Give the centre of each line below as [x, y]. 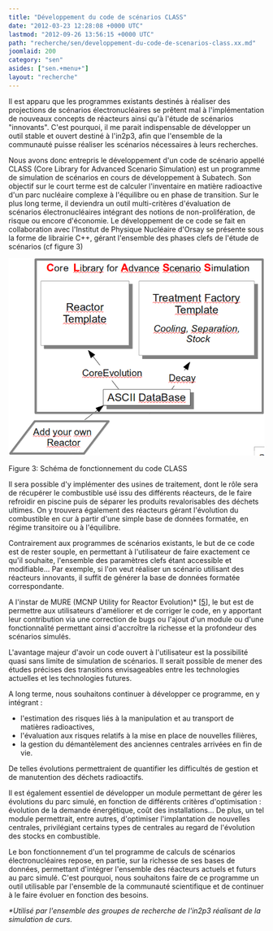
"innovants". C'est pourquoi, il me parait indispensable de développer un [130, 127]
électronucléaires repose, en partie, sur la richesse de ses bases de [122, 860]
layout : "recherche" [43, 77]
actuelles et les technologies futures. [70, 678]
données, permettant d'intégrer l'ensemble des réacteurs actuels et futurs [132, 869]
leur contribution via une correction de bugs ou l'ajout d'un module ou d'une [136, 619]
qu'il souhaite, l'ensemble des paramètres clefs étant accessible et [120, 561]
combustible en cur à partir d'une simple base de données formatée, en [129, 519]
